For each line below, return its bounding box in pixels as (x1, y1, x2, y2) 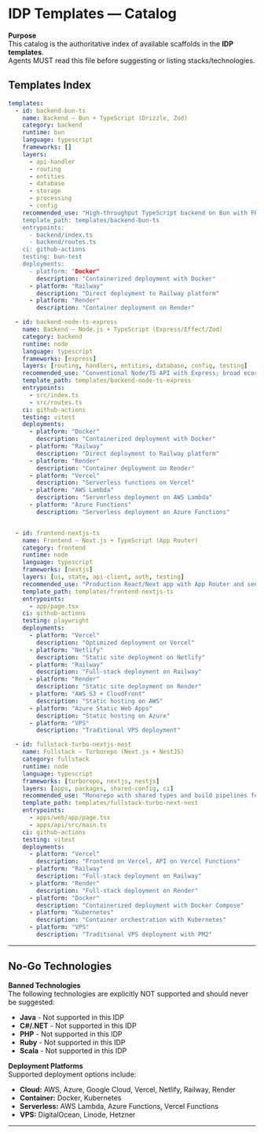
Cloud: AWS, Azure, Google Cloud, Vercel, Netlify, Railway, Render (19, 1084, 236, 1094)
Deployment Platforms (8, 1061, 84, 1070)
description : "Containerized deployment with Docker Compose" (36, 901, 244, 909)
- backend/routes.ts (28, 238, 97, 246)
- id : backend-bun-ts (15, 107, 86, 115)
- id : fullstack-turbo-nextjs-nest (15, 740, 132, 749)
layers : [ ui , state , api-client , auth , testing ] (22, 573, 185, 581)
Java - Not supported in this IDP (19, 1012, 124, 1022)
